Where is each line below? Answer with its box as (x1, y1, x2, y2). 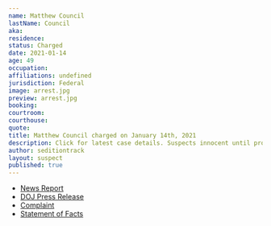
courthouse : (8, 117, 48, 125)
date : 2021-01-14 (8, 49, 67, 57)
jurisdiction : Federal (8, 79, 85, 87)
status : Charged (8, 42, 63, 50)
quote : (8, 124, 31, 132)
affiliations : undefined (8, 72, 92, 80)
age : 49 (8, 57, 35, 65)
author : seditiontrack (8, 146, 85, 154)
